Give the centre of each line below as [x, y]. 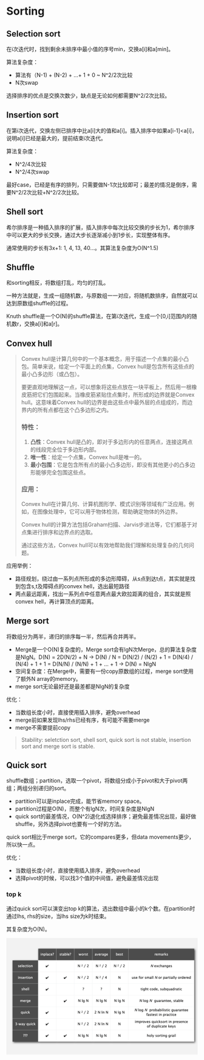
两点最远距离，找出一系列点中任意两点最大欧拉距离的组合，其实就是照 [103, 594]
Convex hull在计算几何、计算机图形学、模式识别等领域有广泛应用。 [105, 503]
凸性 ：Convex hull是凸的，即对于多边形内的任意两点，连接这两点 [111, 442]
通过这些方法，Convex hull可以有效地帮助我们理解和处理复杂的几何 [105, 545]
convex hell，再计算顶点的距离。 [56, 601]
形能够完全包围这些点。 [59, 472]
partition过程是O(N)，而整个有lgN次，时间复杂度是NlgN [85, 809]
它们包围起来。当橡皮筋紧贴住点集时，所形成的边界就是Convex [116, 395]
